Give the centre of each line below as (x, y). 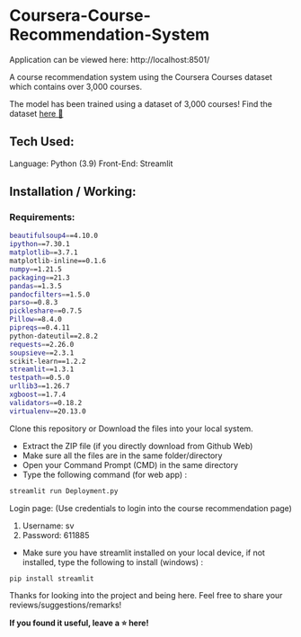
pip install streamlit (52, 579)
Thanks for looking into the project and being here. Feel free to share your (146, 596)
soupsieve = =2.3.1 (42, 353)
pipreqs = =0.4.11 (40, 328)
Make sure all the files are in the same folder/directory (122, 456)
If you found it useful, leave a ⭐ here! (79, 623)
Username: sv (48, 526)
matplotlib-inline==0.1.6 (58, 261)
